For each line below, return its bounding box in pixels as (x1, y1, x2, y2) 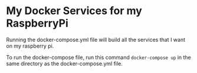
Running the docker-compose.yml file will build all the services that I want (6, 36, 186, 43)
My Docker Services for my (6, 4, 143, 18)
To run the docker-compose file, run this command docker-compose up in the (6, 54, 192, 61)
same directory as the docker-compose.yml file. (6, 60, 123, 67)
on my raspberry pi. (6, 42, 54, 49)
